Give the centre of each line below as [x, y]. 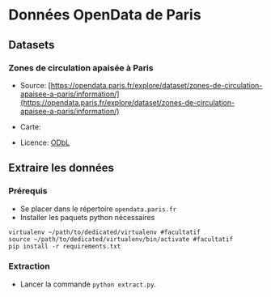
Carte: [31, 126]
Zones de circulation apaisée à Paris [81, 68]
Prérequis [28, 191]
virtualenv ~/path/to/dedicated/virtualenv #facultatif [104, 232]
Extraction [29, 266]
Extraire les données [61, 168]
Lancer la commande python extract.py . [88, 284]
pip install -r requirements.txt [65, 246]
